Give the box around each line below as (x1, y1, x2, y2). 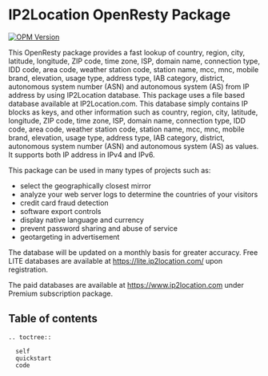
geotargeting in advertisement (19, 232, 120, 241)
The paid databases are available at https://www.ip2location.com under (8, 280, 244, 289)
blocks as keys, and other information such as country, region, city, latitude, (8, 107, 258, 117)
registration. (8, 265, 48, 274)
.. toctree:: (8, 333, 52, 342)
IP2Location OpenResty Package (8, 6, 231, 24)
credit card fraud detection (19, 198, 110, 208)
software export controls (19, 206, 102, 216)
